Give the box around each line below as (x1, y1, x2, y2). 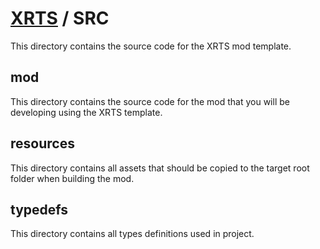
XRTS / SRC (10, 7, 110, 30)
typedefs (10, 201, 69, 218)
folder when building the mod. (10, 172, 135, 184)
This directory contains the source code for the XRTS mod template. (10, 40, 292, 52)
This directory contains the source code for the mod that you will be (10, 95, 290, 107)
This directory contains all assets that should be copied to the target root (10, 162, 310, 174)
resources (10, 135, 75, 152)
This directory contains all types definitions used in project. (10, 228, 255, 240)
